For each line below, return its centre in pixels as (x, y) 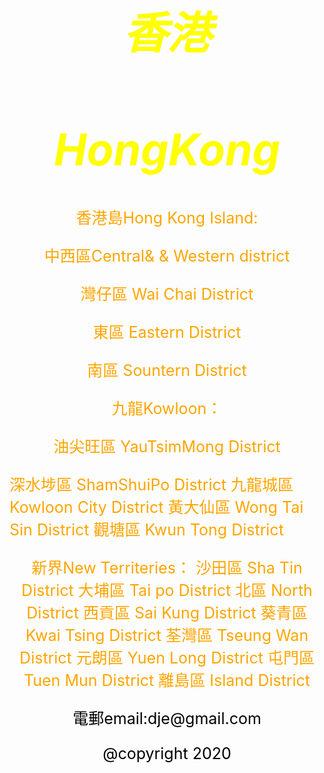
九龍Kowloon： (167, 408)
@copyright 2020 (167, 753)
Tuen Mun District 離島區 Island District (167, 680)
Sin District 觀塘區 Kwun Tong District (146, 529)
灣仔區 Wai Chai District (167, 294)
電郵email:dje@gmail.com (167, 718)
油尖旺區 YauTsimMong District (167, 446)
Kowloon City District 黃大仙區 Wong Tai (156, 507)
